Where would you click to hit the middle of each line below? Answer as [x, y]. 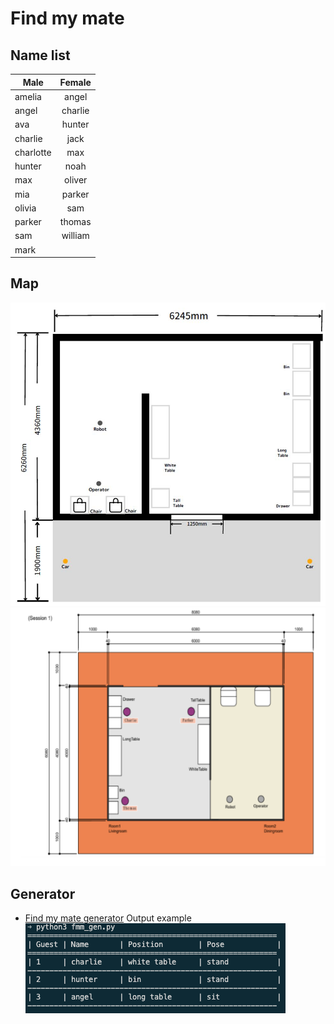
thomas [75, 221]
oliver [76, 180]
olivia [25, 208]
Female [75, 82]
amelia [28, 96]
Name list [40, 55]
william [75, 236]
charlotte [33, 152]
